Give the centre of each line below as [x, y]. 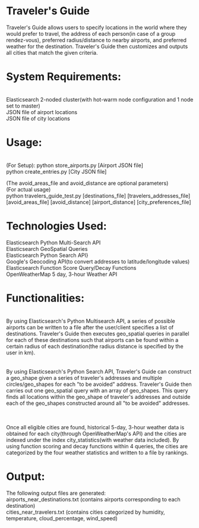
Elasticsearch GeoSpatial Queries [47, 249]
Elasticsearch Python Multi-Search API [53, 243]
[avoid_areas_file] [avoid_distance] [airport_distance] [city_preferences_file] [99, 202]
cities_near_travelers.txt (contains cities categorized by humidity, [86, 512]
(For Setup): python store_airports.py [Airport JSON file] [75, 165]
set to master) [23, 106]
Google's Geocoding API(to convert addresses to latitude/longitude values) [98, 261]
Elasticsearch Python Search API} [48, 255]
